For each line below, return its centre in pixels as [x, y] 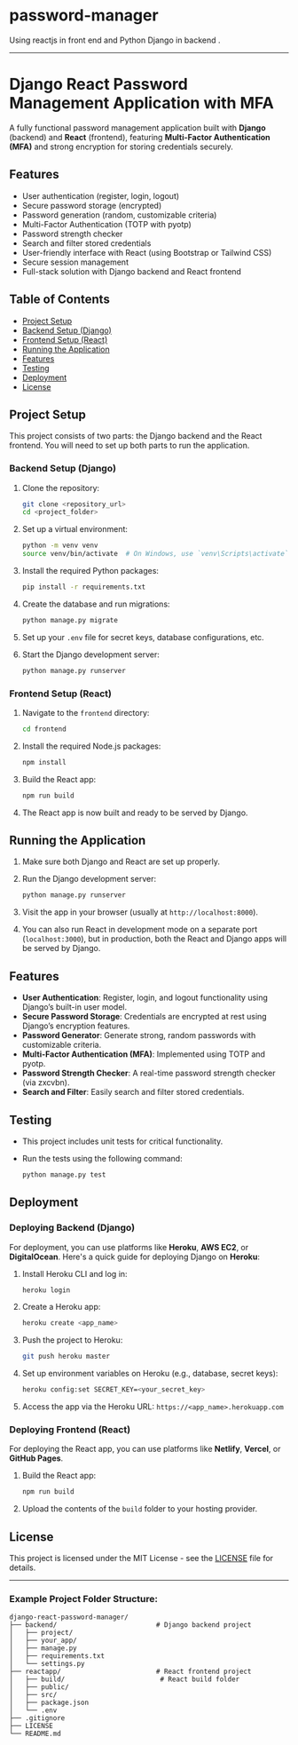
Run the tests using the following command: [102, 1158]
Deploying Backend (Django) [72, 1228]
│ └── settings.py [47, 1664]
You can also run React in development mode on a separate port [140, 930]
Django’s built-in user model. [74, 1007]
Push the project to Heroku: [72, 1340]
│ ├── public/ [39, 1687]
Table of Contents [60, 300]
